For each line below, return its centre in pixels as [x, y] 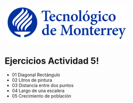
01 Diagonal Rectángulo [36, 75]
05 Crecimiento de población [41, 96]
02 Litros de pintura [32, 80]
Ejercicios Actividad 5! [52, 61]
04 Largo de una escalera [38, 91]
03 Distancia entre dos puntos [43, 85]
